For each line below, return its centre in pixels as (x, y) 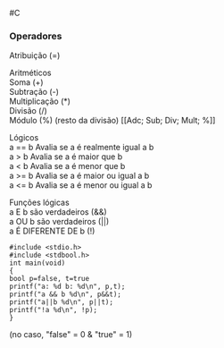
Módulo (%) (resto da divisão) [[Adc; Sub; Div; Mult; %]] (112, 121)
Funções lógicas (39, 203)
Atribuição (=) (35, 55)
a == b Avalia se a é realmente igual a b (82, 148)
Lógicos (24, 138)
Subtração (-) (34, 92)
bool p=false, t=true (50, 279)
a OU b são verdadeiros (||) (59, 222)
